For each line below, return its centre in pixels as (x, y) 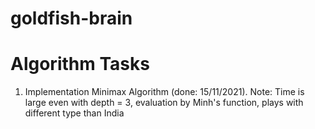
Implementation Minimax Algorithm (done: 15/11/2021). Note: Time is (164, 92)
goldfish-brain (71, 18)
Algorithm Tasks (80, 64)
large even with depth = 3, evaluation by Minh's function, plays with (164, 103)
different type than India (74, 113)
